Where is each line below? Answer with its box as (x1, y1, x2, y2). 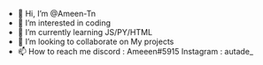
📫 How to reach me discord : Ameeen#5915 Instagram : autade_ (17, 47, 254, 56)
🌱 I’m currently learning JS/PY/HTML (17, 27, 153, 37)
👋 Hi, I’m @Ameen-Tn (17, 9, 96, 18)
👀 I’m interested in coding (17, 18, 112, 28)
